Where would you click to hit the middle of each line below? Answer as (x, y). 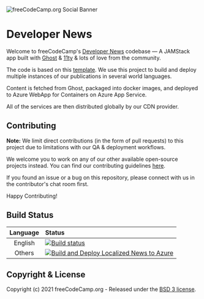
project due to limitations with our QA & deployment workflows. (86, 147)
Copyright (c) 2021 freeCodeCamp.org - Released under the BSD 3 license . (101, 289)
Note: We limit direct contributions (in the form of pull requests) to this (95, 141)
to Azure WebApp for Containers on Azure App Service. (77, 95)
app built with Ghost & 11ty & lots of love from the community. (84, 58)
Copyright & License (46, 274)
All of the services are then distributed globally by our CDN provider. (93, 106)
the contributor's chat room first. (47, 184)
